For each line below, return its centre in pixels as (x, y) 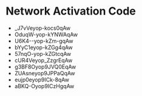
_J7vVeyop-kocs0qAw (42, 28)
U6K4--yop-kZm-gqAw (44, 41)
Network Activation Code (71, 11)
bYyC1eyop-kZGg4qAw (44, 47)
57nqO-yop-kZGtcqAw (42, 53)
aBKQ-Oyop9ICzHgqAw (44, 86)
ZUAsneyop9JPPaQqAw (45, 73)
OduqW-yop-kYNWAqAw (46, 34)
